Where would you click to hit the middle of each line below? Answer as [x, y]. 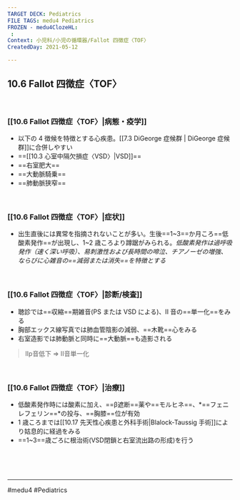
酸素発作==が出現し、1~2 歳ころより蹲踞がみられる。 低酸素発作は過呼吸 [125, 243]
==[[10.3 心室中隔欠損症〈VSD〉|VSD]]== [79, 156]
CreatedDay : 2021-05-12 [43, 47]
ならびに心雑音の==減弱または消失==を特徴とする [92, 260]
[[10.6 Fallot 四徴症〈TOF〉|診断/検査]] [75, 295]
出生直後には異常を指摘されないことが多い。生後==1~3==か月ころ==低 [123, 234]
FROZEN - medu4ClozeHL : [43, 27]
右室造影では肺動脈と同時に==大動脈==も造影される [95, 338]
